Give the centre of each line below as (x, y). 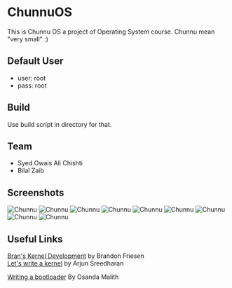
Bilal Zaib (30, 171)
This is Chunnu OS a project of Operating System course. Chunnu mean (111, 32)
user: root (32, 78)
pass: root (32, 85)
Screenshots (36, 192)
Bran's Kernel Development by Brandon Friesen (76, 256)
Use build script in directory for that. (60, 124)
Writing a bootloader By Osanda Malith (63, 277)
